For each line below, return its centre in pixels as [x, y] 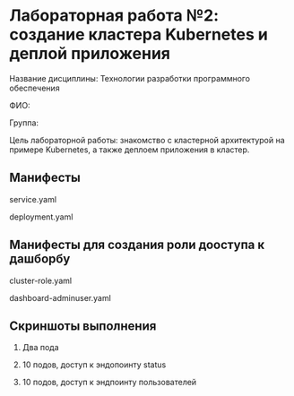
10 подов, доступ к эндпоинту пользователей [109, 383]
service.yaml [33, 199]
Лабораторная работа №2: [114, 16]
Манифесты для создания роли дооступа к [137, 245]
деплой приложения [90, 54]
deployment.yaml [41, 217]
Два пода [41, 348]
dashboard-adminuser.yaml [61, 297]
